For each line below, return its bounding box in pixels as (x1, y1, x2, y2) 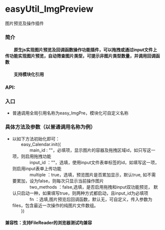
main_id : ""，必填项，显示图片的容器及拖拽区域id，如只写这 (29, 147, 151, 153)
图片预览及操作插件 (5, 20, 44, 26)
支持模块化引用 (14, 71, 44, 77)
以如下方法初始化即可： (12, 136, 60, 142)
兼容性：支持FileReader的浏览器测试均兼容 (5, 220, 92, 226)
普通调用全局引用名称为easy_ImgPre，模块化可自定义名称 (12, 110, 129, 116)
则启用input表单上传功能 (12, 166, 61, 172)
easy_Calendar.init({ (21, 141, 61, 147)
